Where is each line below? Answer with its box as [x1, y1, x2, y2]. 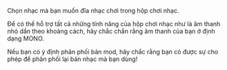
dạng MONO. [7, 34, 45, 43]
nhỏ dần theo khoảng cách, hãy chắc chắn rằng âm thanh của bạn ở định [7, 27, 215, 35]
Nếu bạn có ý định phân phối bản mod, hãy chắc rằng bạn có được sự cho [7, 48, 219, 56]
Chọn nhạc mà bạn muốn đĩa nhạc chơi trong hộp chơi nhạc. [7, 7, 179, 14]
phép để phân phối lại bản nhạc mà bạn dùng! [7, 55, 138, 63]
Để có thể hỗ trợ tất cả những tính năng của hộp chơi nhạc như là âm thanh [7, 20, 221, 27]
